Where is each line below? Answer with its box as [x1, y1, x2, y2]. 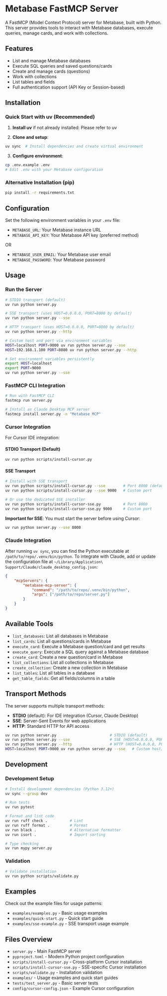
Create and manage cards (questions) [12, 68, 90, 74]
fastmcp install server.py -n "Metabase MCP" [5, 411, 101, 417]
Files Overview [5, 935, 53, 943]
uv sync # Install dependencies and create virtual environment [5, 144, 143, 149]
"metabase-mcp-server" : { [23, 583, 77, 588]
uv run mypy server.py [5, 846, 52, 851]
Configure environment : [12, 153, 64, 159]
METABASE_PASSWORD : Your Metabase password [12, 257, 105, 263]
